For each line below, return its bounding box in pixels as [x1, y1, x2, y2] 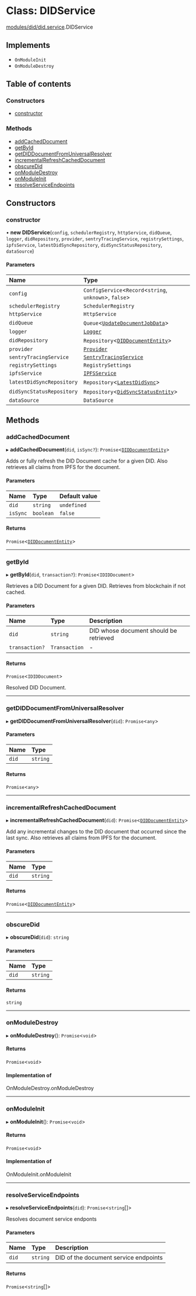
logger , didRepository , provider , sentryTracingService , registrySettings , [6, 235, 184, 242]
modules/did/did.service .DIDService [6, 23, 93, 30]
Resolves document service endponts [6, 1215, 97, 1223]
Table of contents [6, 79, 71, 89]
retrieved [89, 634, 114, 642]
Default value [59, 492, 98, 500]
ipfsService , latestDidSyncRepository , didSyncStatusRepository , [6, 242, 163, 249]
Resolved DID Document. [6, 684, 66, 691]
